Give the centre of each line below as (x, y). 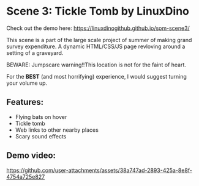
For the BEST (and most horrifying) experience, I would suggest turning (96, 76)
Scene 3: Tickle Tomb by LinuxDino (98, 11)
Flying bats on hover (41, 116)
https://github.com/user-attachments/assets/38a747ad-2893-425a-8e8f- (99, 170)
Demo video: (31, 156)
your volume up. (27, 83)
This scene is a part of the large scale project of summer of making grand (99, 40)
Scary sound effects (41, 136)
